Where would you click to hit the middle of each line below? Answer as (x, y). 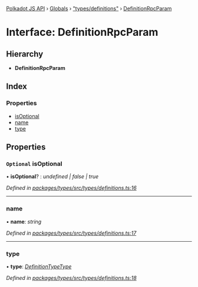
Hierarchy (25, 54)
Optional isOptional (34, 164)
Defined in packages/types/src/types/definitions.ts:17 (71, 233)
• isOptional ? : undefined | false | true (52, 176)
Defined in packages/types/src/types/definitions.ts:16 (71, 188)
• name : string (24, 221)
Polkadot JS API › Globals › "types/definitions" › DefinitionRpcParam (89, 9)
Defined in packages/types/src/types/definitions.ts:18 (71, 278)
